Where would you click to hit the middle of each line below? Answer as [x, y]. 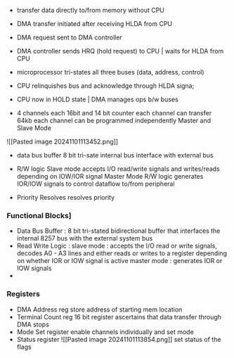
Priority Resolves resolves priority [66, 197]
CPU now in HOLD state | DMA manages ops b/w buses [97, 99]
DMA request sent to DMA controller [69, 37]
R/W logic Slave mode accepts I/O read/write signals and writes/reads [118, 169]
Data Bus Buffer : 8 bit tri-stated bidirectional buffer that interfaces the [118, 231]
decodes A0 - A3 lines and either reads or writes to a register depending [122, 253]
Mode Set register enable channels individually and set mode [105, 332]
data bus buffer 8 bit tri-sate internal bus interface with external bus [115, 155]
